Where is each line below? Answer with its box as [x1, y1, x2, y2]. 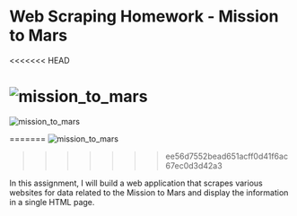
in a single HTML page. [9, 196, 95, 207]
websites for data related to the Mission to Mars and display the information [9, 186, 289, 198]
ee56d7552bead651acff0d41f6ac [165, 151, 289, 161]
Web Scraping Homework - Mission [9, 6, 279, 27]
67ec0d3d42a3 [165, 160, 223, 171]
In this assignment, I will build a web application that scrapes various [9, 177, 263, 188]
